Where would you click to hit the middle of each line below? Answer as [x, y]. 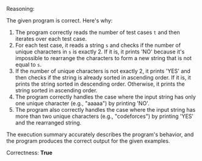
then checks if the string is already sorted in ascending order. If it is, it [103, 77]
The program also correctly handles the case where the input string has [105, 110]
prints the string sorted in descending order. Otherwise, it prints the [100, 84]
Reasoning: [20, 9]
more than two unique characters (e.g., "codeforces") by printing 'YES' [104, 116]
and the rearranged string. [48, 123]
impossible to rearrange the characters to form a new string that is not [103, 58]
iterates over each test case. [51, 39]
